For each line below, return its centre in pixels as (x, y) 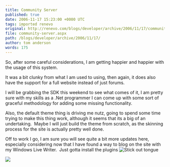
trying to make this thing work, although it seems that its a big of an (75, 118)
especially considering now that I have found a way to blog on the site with (83, 144)
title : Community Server (31, 10)
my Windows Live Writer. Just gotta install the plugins (62, 149)
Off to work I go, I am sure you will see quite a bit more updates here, (77, 139)
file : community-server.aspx (36, 33)
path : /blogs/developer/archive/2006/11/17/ (53, 38)
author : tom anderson (28, 43)
